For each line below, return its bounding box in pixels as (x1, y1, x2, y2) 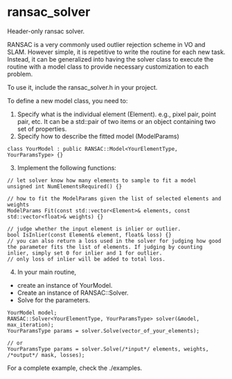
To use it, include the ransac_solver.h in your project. (7, 83, 158, 91)
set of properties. (17, 124, 67, 133)
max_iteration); (7, 321, 54, 329)
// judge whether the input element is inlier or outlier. (7, 225, 181, 232)
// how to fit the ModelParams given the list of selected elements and (7, 195, 222, 202)
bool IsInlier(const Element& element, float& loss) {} (7, 231, 172, 239)
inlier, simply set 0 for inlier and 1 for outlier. (7, 250, 163, 257)
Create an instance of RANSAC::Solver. (17, 288, 129, 297)
